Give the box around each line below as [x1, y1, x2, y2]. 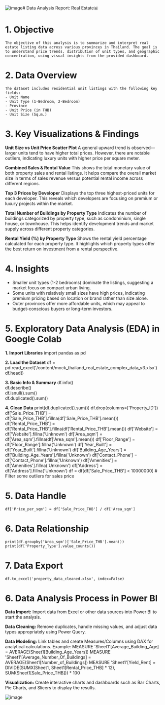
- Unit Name [5, 94, 30, 100]
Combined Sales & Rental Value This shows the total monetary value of [5, 164, 151, 170]
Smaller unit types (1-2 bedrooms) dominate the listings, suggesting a [12, 279, 154, 285]
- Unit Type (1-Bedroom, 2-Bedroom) [5, 99, 80, 104]
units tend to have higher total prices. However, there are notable [18, 150, 150, 156]
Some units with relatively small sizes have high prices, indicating [12, 290, 145, 296]
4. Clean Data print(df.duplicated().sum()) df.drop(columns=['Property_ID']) [5, 405, 159, 411]
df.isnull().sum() [5, 390, 37, 396]
